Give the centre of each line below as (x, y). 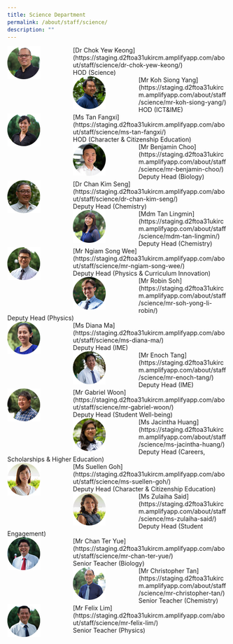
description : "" (31, 29)
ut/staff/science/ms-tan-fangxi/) (120, 132)
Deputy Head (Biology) (172, 177)
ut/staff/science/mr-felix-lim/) (116, 623)
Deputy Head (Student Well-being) (123, 415)
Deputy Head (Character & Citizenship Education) (144, 489)
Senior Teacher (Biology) (109, 563)
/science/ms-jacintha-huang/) (182, 444)
